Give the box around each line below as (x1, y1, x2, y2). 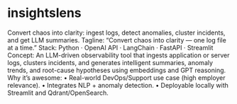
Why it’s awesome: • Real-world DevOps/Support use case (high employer (7, 73, 226, 82)
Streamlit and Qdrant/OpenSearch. (7, 88, 109, 97)
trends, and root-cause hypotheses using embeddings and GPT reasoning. (7, 66, 226, 74)
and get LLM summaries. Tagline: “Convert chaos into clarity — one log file (7, 35, 227, 44)
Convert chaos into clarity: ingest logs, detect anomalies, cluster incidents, (7, 28, 226, 37)
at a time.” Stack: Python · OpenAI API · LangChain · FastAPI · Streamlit (7, 43, 214, 52)
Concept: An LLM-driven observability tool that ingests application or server (7, 51, 230, 59)
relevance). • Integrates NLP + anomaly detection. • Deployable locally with (7, 81, 229, 89)
